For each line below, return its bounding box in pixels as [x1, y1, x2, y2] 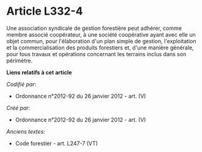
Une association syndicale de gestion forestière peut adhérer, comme [6, 24, 182, 32]
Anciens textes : [6, 128, 46, 135]
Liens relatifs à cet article [6, 68, 72, 76]
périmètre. [6, 57, 32, 64]
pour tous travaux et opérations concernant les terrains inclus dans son [6, 50, 187, 57]
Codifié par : [6, 81, 37, 88]
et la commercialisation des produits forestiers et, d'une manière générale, [6, 44, 194, 51]
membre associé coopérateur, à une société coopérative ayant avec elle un [6, 31, 196, 38]
